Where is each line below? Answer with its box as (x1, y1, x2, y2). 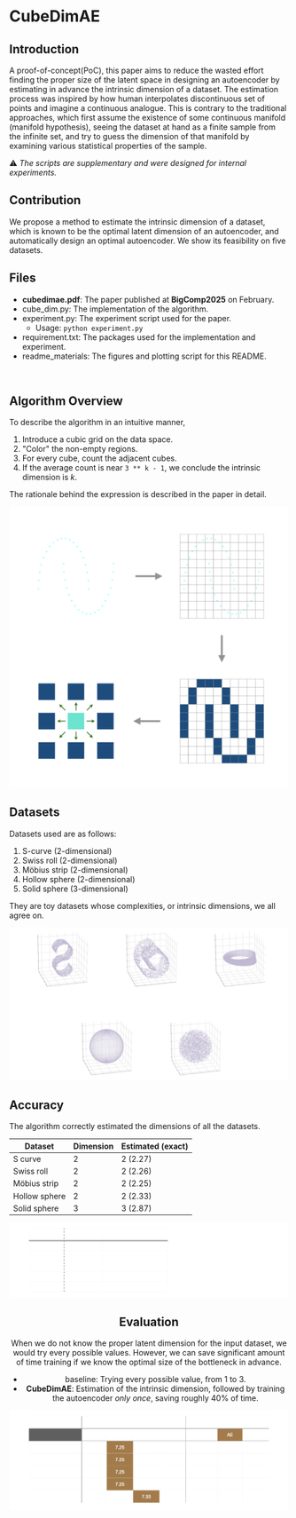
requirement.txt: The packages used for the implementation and (21, 331, 256, 343)
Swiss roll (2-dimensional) (21, 855, 118, 866)
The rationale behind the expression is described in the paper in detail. (9, 489, 268, 500)
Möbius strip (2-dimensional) (21, 864, 129, 875)
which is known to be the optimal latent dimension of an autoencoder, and (9, 225, 279, 236)
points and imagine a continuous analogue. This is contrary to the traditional (9, 103, 287, 113)
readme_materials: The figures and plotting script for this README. (21, 351, 268, 361)
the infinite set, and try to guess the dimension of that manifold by (9, 131, 250, 141)
